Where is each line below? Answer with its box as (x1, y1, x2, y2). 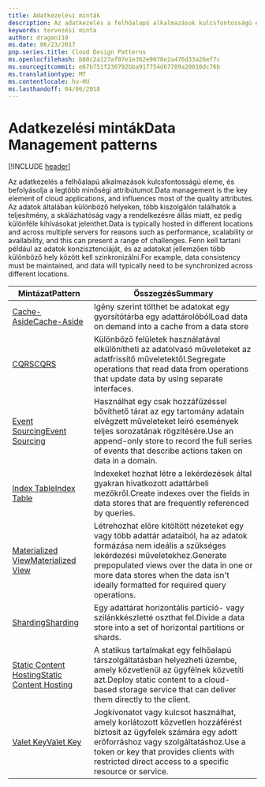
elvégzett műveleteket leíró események (93, 416, 239, 427)
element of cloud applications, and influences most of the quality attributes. (8, 194, 254, 204)
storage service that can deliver (118, 684, 237, 695)
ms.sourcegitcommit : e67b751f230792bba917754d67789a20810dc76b (8, 63, 221, 71)
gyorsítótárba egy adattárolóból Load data (93, 311, 248, 322)
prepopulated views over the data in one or (93, 560, 253, 571)
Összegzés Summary (133, 288, 214, 299)
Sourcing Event (12, 425, 67, 437)
